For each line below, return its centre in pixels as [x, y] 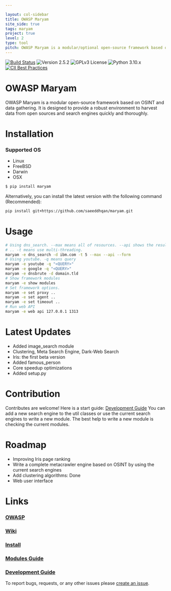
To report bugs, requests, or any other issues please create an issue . [77, 583]
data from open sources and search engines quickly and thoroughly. [77, 113]
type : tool [17, 43]
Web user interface [33, 481]
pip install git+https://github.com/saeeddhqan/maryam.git [69, 211]
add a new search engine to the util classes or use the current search [78, 413]
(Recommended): [23, 202]
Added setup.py [30, 373]
